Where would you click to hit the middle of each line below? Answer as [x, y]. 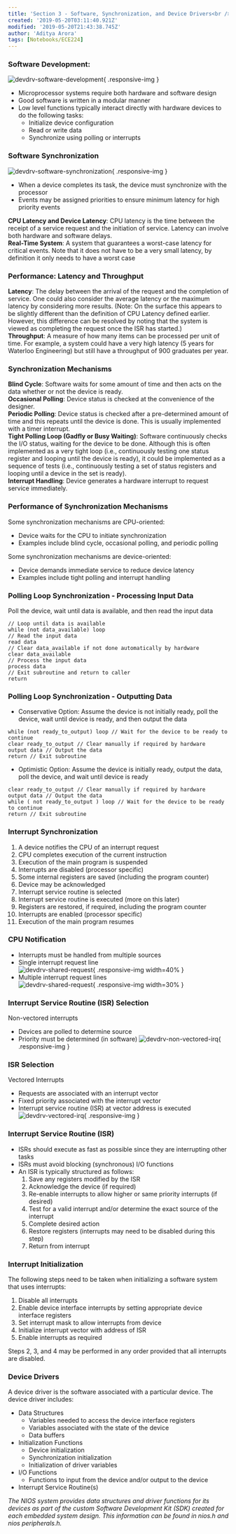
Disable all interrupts [48, 1300]
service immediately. [38, 488]
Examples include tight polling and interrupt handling [94, 577]
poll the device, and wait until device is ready [83, 777]
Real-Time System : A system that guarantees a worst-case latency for [110, 243]
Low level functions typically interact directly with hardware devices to [120, 108]
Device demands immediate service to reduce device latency [106, 570]
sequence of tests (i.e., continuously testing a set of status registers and [112, 466]
